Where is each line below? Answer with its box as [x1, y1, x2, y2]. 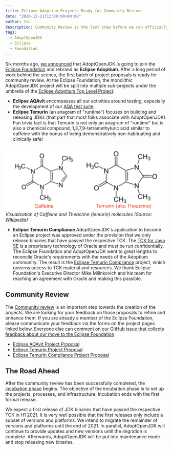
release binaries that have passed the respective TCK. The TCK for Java [12, 237, 165, 243]
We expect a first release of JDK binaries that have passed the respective [5, 406, 160, 413]
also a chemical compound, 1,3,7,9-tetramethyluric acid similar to [12, 125, 150, 131]
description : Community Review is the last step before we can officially [5, 25, 168, 30]
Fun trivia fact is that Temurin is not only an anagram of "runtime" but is [12, 119, 164, 125]
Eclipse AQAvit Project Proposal [12, 341, 80, 347]
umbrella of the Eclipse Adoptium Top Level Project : [5, 88, 115, 94]
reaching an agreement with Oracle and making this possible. [12, 275, 142, 282]
